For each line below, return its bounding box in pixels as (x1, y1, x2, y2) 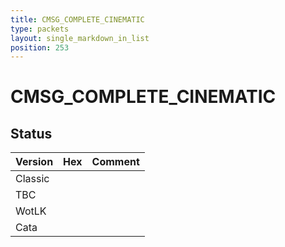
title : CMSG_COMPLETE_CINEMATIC (10, 14, 145, 25)
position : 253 (10, 42, 70, 53)
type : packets (10, 24, 70, 34)
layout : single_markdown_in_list (10, 33, 150, 43)
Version (15, 155, 54, 169)
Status (10, 125, 53, 142)
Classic (15, 172, 50, 186)
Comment (91, 155, 140, 169)
